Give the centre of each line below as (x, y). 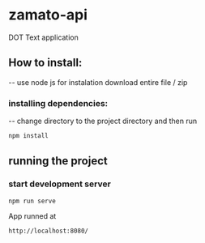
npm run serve (32, 201)
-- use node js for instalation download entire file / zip (98, 82)
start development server (60, 184)
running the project (58, 161)
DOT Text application (44, 37)
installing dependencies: (58, 103)
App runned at (32, 216)
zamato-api (48, 15)
